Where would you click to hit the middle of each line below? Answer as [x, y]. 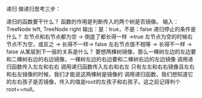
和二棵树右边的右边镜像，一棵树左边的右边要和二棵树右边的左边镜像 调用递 [100, 59]
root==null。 [22, 89]
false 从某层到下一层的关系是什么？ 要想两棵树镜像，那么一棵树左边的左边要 [101, 52]
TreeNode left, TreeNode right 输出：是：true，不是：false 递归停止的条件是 [101, 29]
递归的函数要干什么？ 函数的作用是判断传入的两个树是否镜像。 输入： [93, 22]
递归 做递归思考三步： [34, 9]
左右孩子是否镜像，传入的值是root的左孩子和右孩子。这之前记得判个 [96, 82]
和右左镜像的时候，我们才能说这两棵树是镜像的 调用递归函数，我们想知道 [97, 74]
